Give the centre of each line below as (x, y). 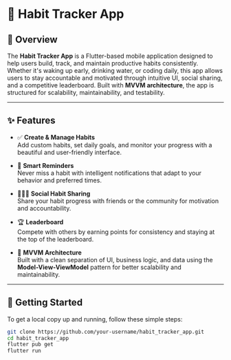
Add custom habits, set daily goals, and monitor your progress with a (114, 145)
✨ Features (31, 121)
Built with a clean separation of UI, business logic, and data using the (115, 260)
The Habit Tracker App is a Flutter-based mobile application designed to (110, 56)
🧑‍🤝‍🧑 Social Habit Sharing (54, 193)
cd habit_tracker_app (38, 338)
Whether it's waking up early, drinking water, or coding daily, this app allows (115, 71)
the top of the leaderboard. (55, 239)
